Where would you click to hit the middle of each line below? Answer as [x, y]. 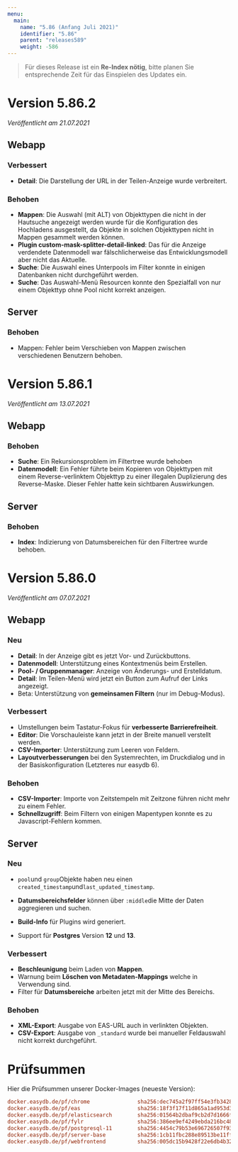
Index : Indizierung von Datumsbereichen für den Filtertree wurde [113, 542]
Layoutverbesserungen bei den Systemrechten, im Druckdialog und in [121, 757]
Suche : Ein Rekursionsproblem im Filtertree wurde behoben [105, 462]
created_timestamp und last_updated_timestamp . [86, 886]
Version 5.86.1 [50, 384]
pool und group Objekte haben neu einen [75, 879]
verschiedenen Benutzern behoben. [70, 355]
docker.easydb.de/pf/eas [44, 1109]
